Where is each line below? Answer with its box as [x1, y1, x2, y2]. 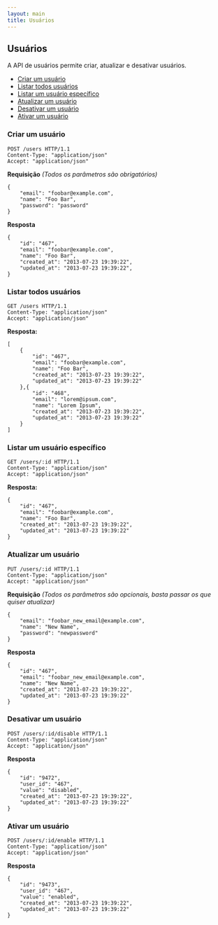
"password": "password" [20, 202, 89, 209]
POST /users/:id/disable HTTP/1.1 [7, 730, 108, 737]
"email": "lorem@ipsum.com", [32, 396, 117, 403]
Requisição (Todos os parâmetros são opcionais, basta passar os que [7, 590, 212, 599]
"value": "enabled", [20, 893, 80, 900]
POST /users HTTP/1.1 [7, 145, 71, 153]
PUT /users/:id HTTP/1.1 [7, 565, 80, 573]
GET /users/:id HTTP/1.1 [7, 459, 80, 466]
